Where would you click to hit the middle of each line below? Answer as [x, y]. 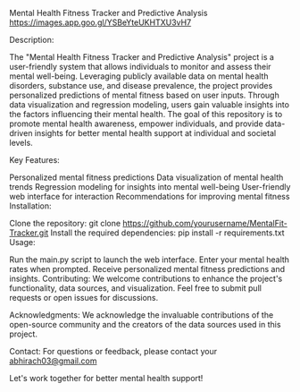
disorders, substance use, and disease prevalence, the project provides [141, 85]
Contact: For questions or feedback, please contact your [113, 351]
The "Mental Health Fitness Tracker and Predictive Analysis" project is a [142, 57]
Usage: [22, 242]
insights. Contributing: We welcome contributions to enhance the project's [146, 278]
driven [21, 133]
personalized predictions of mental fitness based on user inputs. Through [144, 95]
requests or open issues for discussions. [84, 298]
